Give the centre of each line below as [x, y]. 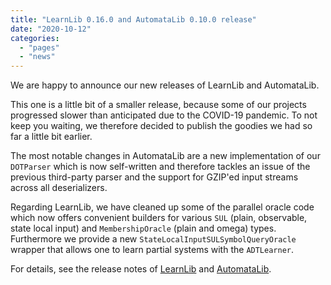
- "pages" [39, 47]
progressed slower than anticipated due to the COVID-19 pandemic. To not [164, 115]
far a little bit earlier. [51, 137]
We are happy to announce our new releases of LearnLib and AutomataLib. [165, 85]
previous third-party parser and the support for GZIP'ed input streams [154, 177]
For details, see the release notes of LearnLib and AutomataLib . [141, 269]
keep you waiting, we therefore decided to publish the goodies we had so [161, 126]
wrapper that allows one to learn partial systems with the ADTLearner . [152, 250]
